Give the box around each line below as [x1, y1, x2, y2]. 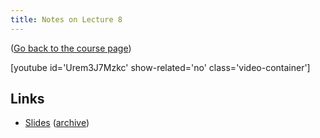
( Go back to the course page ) [10, 42, 132, 54]
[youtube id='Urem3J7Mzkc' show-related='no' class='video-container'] [10, 61, 311, 73]
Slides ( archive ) [24, 117, 90, 129]
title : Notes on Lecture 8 [10, 14, 123, 25]
